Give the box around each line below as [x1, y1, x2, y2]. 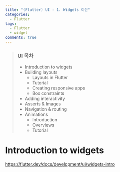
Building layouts [24, 69, 58, 75]
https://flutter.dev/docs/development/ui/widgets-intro [5, 161, 115, 167]
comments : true [5, 35, 37, 40]
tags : [5, 21, 16, 26]
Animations [24, 111, 48, 117]
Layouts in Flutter [32, 75, 68, 81]
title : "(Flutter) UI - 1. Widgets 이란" [5, 7, 91, 12]
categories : [5, 12, 30, 17]
